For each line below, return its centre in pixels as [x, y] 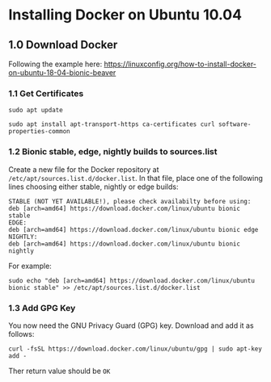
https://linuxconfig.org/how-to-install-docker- [180, 64]
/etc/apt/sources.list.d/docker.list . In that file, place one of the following [135, 178]
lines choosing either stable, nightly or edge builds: [93, 187]
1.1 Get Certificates [46, 93]
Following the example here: [55, 64]
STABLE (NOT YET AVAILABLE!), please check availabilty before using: [130, 201]
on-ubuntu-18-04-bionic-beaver [62, 73]
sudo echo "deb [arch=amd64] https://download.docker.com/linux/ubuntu [131, 280]
